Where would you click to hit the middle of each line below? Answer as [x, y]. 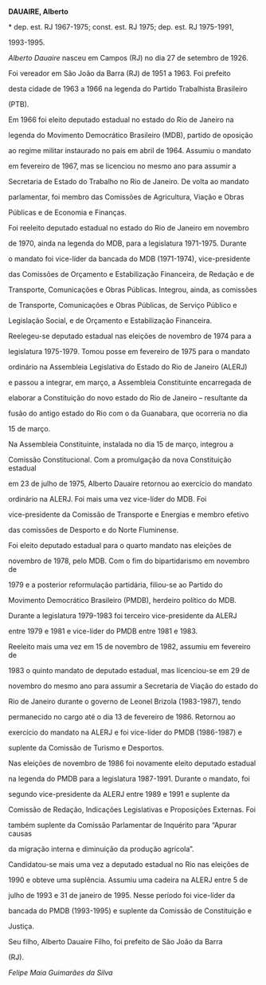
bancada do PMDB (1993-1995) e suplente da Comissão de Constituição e [130, 911]
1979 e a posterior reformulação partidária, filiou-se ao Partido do [115, 585]
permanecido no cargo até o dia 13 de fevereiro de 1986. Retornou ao [122, 717]
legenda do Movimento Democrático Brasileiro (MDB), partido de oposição [131, 135]
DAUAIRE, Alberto [39, 12]
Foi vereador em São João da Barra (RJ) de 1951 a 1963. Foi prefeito [119, 73]
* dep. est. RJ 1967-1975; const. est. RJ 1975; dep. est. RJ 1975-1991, [121, 27]
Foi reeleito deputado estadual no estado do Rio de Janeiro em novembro [129, 228]
